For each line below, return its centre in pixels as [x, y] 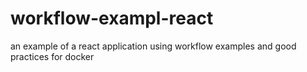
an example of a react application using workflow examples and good [153, 46]
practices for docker [52, 56]
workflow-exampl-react [112, 18]
